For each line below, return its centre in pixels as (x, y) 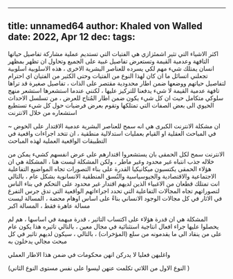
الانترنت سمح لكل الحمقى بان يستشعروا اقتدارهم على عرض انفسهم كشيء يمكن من (116, 154)
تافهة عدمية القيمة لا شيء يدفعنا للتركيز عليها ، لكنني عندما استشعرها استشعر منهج (114, 90)
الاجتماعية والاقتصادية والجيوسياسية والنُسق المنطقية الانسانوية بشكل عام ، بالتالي (112, 176)
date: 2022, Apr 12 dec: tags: (72, 37)
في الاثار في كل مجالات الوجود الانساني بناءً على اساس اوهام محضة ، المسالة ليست (115, 198)
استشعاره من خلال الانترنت (43, 112)
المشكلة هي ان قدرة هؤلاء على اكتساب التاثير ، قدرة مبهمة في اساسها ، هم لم (108, 219)
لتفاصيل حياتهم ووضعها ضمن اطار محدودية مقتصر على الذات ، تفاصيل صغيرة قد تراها (117, 83)
